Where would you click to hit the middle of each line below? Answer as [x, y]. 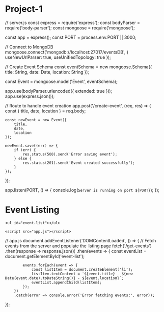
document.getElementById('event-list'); [45, 256]
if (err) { [25, 150]
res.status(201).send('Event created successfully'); [79, 163]
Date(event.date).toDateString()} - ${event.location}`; [65, 278]
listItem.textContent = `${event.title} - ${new [82, 274]
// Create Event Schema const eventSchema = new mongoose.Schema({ [79, 67]
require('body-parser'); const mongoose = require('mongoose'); [70, 27]
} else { [23, 158]
